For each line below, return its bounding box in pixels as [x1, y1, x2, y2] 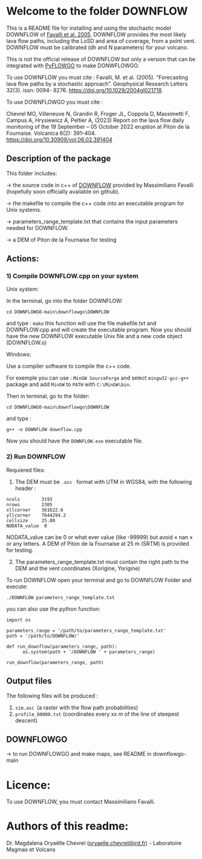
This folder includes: [6, 169, 57, 177]
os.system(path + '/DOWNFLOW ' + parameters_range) [22, 648, 155, 655]
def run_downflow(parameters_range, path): [6, 643, 118, 650]
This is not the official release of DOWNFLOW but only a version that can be [6, 55, 195, 63]
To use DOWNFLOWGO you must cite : [6, 98, 103, 106]
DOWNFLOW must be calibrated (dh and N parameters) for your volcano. [6, 44, 189, 51]
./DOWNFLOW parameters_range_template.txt [6, 594, 115, 600]
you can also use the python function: [6, 605, 101, 613]
